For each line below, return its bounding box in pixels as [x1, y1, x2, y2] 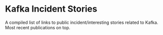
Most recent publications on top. [5, 24, 71, 30]
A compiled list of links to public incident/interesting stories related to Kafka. [5, 19, 159, 25]
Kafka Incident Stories [5, 3, 98, 15]
